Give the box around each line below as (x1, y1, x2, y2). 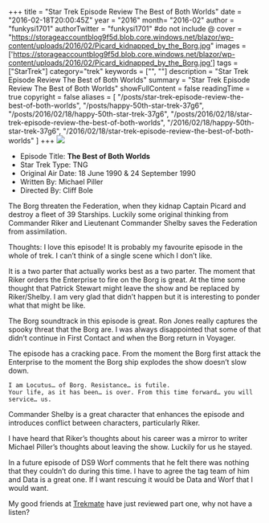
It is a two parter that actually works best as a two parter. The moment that (8, 267, 255, 276)
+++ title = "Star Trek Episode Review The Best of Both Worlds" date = (8, 7, 243, 16)
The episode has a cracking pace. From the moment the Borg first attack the (8, 349, 261, 358)
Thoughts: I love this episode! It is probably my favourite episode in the (8, 243, 243, 251)
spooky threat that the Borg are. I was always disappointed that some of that (8, 325, 261, 334)
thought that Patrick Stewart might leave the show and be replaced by (8, 284, 240, 292)
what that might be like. (8, 300, 86, 310)
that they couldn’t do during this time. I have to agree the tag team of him (8, 466, 251, 476)
